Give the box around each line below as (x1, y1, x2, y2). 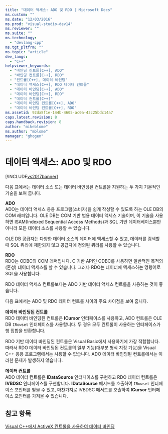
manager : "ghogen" (5, 134, 44, 139)
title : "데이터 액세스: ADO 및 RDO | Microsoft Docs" (5, 7, 113, 13)
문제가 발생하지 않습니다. (14, 357, 63, 363)
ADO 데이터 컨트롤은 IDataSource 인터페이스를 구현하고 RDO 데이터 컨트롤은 (5, 374, 157, 380)
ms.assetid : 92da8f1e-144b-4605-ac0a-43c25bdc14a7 (5, 110, 113, 116)
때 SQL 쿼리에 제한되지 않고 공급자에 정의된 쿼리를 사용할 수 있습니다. (5, 242, 141, 248)
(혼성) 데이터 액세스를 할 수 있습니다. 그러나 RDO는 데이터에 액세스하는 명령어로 (5, 264, 161, 270)
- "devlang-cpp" (10, 40, 44, 45)
